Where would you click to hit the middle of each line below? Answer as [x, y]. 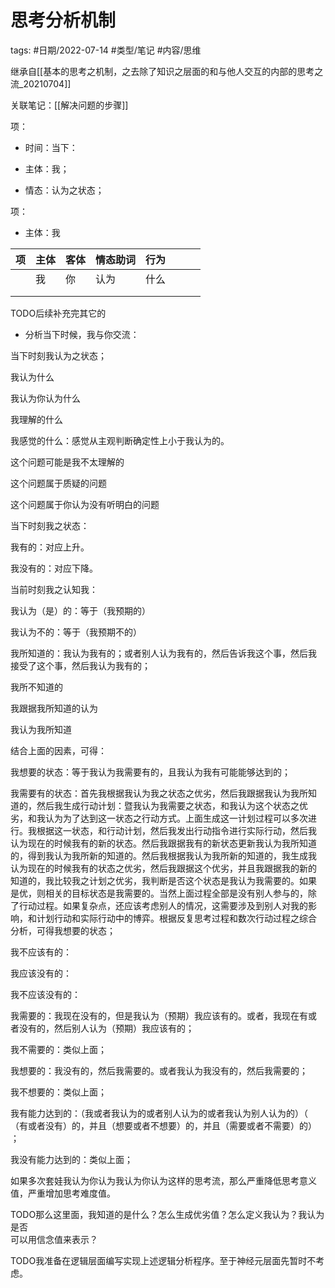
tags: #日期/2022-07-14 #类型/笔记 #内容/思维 [106, 50]
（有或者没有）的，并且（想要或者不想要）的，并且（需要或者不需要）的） [163, 1125]
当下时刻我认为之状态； [58, 355]
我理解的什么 [36, 419]
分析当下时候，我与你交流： [82, 334]
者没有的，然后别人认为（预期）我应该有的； [102, 1028]
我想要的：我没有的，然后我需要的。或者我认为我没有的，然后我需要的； [159, 1070]
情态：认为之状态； [64, 190]
